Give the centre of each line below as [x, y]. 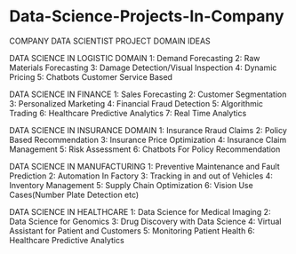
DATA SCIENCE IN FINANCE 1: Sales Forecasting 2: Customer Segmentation [148, 94]
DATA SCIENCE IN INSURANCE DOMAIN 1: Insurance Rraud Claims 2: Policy [148, 130]
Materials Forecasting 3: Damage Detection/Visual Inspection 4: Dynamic [143, 67]
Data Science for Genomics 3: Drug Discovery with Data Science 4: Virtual [145, 221]
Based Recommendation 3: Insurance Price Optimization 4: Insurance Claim [148, 139]
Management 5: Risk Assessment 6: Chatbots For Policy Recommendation [145, 149]
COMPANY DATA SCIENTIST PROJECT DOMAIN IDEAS [110, 41]
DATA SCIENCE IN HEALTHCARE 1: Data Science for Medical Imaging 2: [140, 211]
